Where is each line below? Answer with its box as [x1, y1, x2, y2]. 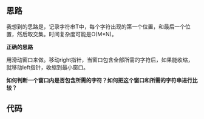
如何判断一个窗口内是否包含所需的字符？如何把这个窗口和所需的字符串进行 [6, 76, 192, 83]
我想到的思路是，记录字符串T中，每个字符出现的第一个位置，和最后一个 [6, 23, 186, 30]
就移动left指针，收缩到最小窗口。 [6, 63, 89, 71]
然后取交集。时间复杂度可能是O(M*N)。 [16, 30, 117, 37]
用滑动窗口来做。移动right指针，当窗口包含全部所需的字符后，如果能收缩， [6, 56, 194, 63]
